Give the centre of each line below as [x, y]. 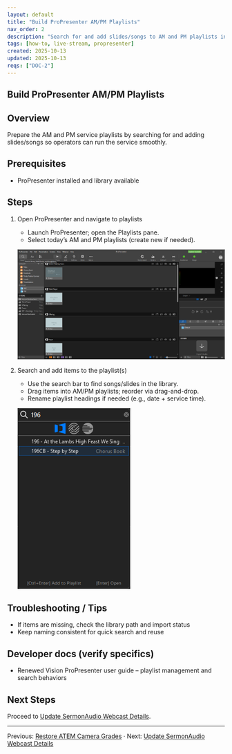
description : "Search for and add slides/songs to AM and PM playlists [112, 37]
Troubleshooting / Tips [57, 608]
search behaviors [42, 678]
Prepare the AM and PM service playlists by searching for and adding [106, 134]
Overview [29, 118]
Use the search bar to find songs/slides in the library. [103, 383]
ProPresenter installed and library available [78, 181]
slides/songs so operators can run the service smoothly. [87, 142]
